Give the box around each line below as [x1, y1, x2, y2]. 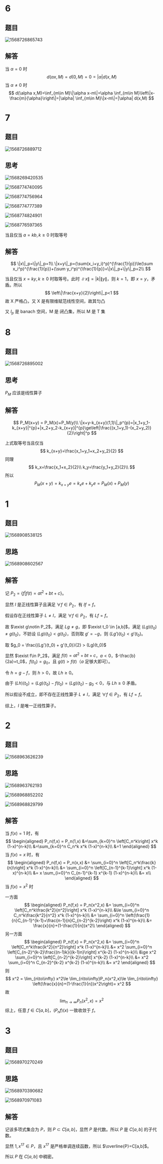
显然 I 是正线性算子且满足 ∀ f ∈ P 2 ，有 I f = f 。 [5, 601, 98, 608]
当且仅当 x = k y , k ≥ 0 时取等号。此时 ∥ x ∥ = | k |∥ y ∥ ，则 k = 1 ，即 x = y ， [5, 276, 151, 282]
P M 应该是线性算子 [5, 390, 42, 397]
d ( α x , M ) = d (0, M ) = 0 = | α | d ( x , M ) [47, 74, 117, 79]
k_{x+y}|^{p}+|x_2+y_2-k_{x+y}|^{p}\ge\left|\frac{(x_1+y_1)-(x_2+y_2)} [12, 425, 152, 430]
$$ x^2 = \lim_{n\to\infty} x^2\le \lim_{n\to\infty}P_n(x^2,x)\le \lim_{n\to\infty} [5, 976, 158, 982]
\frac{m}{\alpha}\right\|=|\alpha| [9, 95, 74, 101]
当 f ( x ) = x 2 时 [5, 883, 34, 890]
